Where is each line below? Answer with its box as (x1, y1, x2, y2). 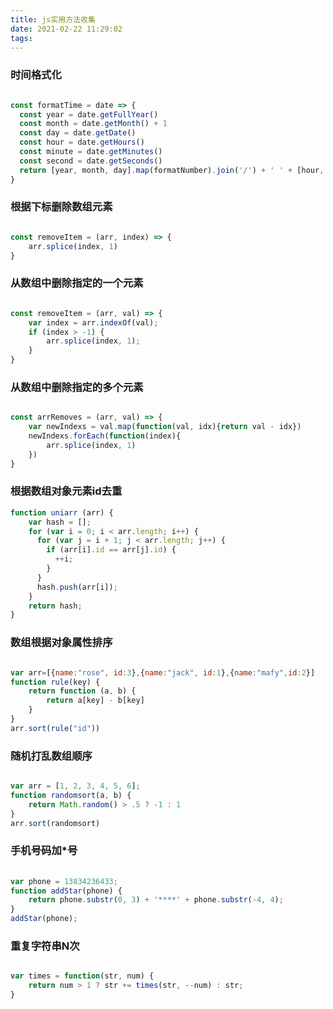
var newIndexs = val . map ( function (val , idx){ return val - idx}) (28, 422, 302, 432)
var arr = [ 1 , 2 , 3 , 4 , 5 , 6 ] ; (10, 781, 141, 791)
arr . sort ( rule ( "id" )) (10, 723, 101, 733)
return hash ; (28, 601, 83, 611)
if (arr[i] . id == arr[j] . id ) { (46, 545, 177, 555)
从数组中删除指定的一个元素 (10, 276, 144, 290)
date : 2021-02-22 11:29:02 (10, 24, 123, 34)
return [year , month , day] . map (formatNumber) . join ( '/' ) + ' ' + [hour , (19, 165, 325, 175)
